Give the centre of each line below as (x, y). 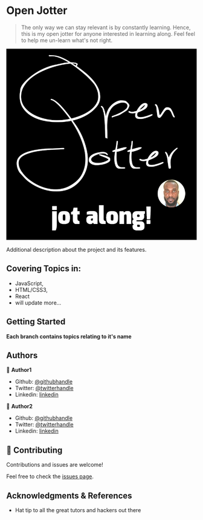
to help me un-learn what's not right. (67, 40)
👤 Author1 (19, 370)
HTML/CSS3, (31, 289)
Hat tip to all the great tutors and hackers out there (78, 510)
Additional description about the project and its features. (76, 249)
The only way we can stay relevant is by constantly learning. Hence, (106, 27)
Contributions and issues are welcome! (55, 465)
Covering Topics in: (44, 268)
